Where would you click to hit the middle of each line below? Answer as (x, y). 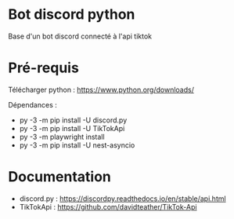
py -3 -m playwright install (62, 137)
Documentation (60, 177)
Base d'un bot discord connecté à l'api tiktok (80, 36)
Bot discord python (72, 15)
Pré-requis (44, 68)
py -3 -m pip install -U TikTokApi (72, 128)
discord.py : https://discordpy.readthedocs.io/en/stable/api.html (122, 199)
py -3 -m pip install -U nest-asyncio (77, 145)
